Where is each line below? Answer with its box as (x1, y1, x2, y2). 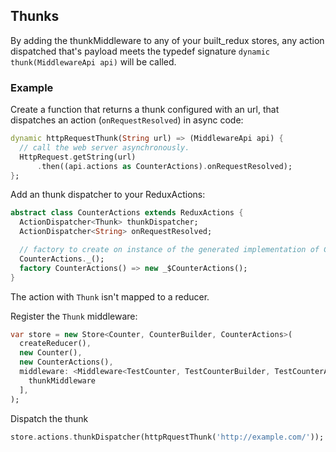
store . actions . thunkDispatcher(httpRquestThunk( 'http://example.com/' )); (10, 432, 325, 442)
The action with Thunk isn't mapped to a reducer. (10, 290, 210, 303)
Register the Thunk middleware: (10, 310, 138, 322)
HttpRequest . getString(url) (19, 152, 137, 162)
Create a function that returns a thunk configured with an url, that (10, 104, 280, 116)
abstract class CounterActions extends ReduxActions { (10, 208, 244, 218)
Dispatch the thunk (10, 412, 89, 424)
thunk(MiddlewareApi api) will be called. (10, 55, 177, 68)
